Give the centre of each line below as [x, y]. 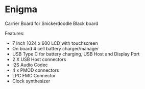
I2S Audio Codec [30, 65]
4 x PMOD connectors [35, 70]
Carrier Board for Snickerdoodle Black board [52, 23]
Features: [15, 33]
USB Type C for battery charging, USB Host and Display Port [76, 54]
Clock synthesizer [31, 81]
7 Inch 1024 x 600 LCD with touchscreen [55, 43]
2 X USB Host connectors [39, 59]
